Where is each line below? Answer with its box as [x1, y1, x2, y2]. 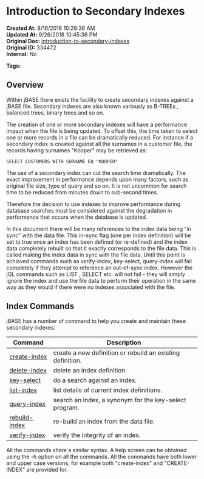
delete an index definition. [53, 366, 127, 374]
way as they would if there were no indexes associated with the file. [6, 283, 176, 291]
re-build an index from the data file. [53, 417, 155, 425]
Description [106, 338, 141, 347]
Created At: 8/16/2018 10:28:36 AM [6, 24, 95, 32]
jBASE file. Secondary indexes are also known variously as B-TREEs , [6, 102, 179, 110]
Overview [6, 80, 44, 90]
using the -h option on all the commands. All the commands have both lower [6, 453, 197, 460]
